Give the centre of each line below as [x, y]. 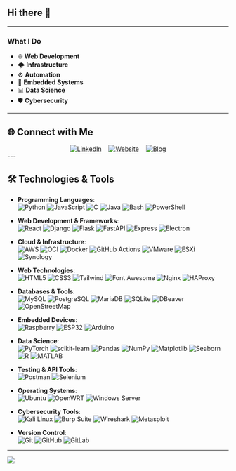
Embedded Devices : [47, 319]
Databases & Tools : [46, 291]
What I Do [24, 41]
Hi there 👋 [29, 13]
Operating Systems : [47, 390]
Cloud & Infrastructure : [52, 241]
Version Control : [42, 432]
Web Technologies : [46, 270]
